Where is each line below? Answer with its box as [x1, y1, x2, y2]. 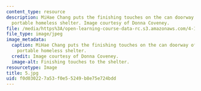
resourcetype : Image [6, 64, 58, 71]
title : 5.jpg [6, 70, 39, 76]
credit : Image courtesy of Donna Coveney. [11, 53, 119, 59]
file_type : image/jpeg [6, 31, 63, 37]
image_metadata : [6, 37, 47, 43]
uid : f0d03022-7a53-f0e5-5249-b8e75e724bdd [6, 75, 117, 81]
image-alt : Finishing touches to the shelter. [11, 59, 130, 65]
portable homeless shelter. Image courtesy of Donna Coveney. [11, 20, 170, 26]
